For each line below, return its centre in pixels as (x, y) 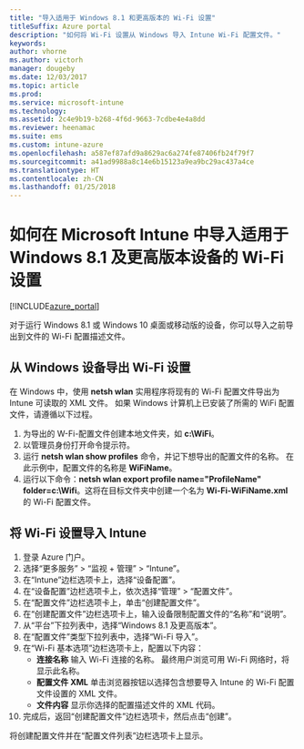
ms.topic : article (44, 86)
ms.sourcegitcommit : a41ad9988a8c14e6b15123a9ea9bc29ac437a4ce (132, 162)
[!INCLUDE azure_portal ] (55, 307)
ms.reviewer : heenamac (52, 128)
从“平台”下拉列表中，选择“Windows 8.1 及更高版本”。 (122, 625)
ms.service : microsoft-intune (67, 102)
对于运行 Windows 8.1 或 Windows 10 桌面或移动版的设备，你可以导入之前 (148, 325)
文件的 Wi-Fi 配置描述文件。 (77, 337)
